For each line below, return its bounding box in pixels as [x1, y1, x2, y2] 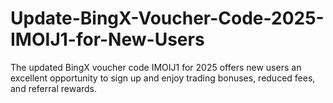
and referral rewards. [10, 82, 98, 94]
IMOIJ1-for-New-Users [10, 28, 205, 51]
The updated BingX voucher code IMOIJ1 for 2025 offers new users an [10, 61, 302, 73]
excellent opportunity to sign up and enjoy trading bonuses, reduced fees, [10, 72, 316, 84]
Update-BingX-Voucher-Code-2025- [10, 7, 325, 30]
